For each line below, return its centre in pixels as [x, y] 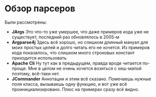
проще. [19, 68]
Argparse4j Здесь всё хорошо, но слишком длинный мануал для [80, 42]
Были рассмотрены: [26, 22]
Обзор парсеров [40, 9]
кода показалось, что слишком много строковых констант [73, 53]
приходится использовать [39, 58]
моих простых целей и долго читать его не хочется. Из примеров [81, 47]
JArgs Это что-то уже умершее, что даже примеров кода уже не [80, 32]
